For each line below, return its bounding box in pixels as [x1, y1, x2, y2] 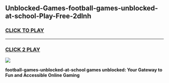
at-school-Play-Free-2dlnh [5, 12, 92, 21]
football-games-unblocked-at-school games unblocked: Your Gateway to [5, 66, 162, 72]
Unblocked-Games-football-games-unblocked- [5, 4, 158, 13]
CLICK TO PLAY [5, 27, 44, 34]
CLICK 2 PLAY [5, 46, 40, 53]
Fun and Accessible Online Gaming [5, 72, 80, 78]
